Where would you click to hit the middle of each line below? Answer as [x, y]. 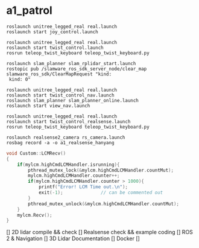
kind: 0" [20, 79]
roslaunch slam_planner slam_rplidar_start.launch [71, 63]
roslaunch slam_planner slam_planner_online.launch [72, 100]
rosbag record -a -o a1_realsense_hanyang [60, 142]
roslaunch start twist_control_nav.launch [60, 95]
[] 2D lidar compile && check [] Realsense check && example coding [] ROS [99, 232]
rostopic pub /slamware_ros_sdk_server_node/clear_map [77, 69]
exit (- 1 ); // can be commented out [101, 193]
